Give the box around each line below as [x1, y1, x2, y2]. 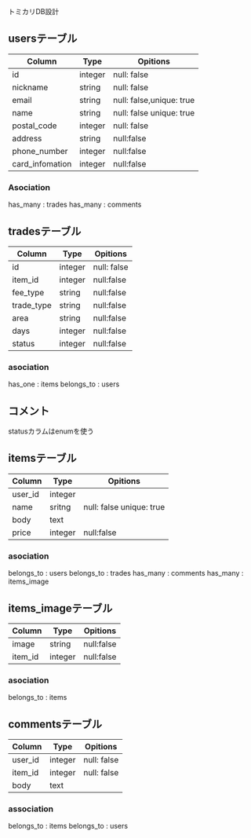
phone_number [12, 145, 68, 156]
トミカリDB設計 [8, 7, 60, 16]
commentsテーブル [8, 717, 103, 730]
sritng [49, 501, 71, 512]
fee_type [12, 287, 45, 298]
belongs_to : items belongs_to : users [8, 822, 128, 831]
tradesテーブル [8, 225, 82, 238]
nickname [12, 82, 49, 93]
